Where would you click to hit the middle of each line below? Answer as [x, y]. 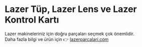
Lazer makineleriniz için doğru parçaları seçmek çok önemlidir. [69, 33]
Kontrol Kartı [32, 20]
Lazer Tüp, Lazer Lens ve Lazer [71, 9]
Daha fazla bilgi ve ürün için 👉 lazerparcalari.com [57, 39]
